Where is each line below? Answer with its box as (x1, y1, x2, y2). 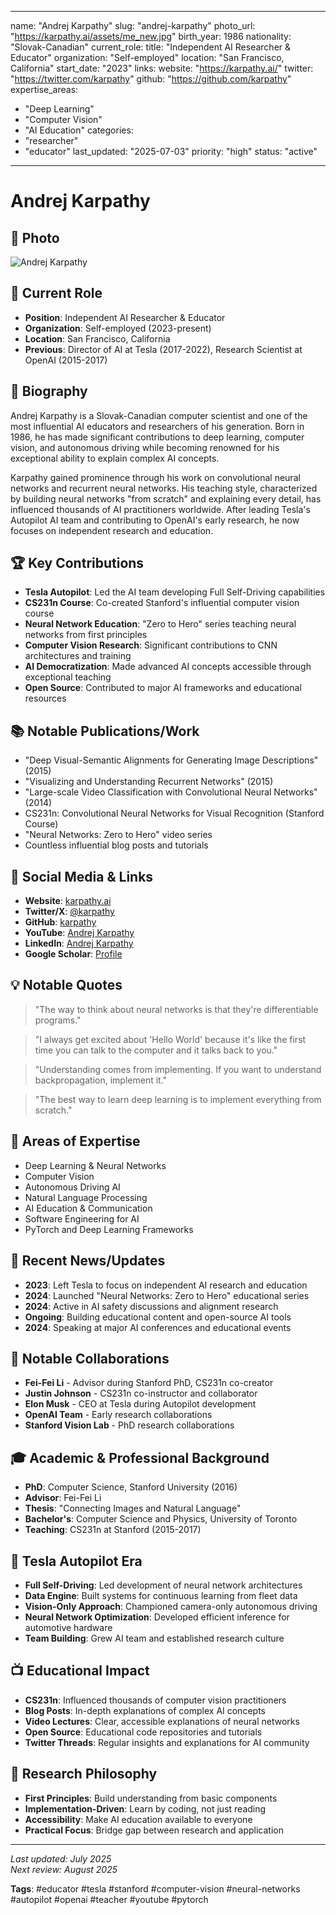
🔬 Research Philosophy (10, 1766, 158, 1783)
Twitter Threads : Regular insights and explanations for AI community (24, 1736, 310, 1748)
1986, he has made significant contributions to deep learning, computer (10, 431, 305, 443)
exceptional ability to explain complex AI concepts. (10, 452, 220, 464)
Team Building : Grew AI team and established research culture (24, 1632, 285, 1644)
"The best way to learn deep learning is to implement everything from (34, 1093, 322, 1105)
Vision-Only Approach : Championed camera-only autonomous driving (24, 1600, 318, 1612)
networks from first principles (24, 629, 148, 641)
